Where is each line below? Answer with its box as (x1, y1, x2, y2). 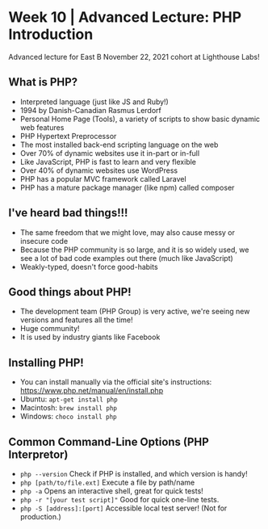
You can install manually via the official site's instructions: (19, 377, 212, 387)
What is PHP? (8, 75, 78, 89)
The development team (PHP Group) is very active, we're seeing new (19, 307, 250, 317)
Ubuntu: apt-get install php (19, 394, 119, 404)
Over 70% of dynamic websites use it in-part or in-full (19, 148, 200, 157)
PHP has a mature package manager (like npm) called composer (19, 183, 235, 192)
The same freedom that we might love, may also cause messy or (19, 227, 236, 237)
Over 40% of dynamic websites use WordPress (19, 166, 178, 175)
